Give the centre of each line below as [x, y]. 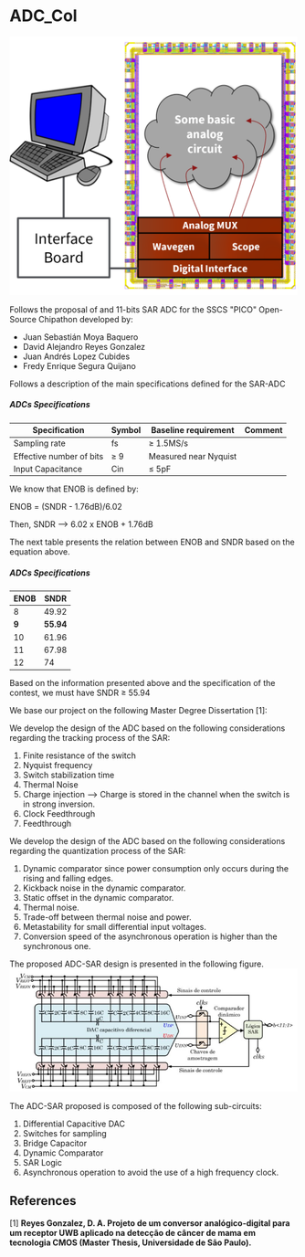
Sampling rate [39, 443]
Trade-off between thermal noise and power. [107, 917]
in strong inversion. [59, 804]
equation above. [40, 552]
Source [23, 319]
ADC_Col [43, 16]
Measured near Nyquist [193, 456]
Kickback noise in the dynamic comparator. [104, 888]
